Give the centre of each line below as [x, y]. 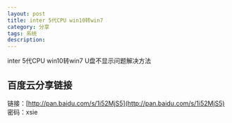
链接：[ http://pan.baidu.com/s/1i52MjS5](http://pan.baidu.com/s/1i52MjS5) [116, 103]
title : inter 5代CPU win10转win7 [55, 20]
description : [26, 40]
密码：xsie [23, 112]
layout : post [26, 14]
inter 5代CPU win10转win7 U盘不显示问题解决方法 [79, 61]
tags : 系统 [22, 33]
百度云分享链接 [40, 85]
